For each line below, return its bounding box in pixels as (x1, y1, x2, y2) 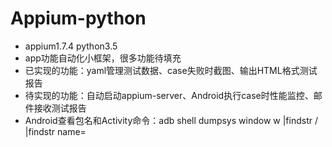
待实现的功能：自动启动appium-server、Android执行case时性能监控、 (24, 89, 314, 101)
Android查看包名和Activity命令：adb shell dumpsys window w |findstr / (24, 114, 318, 126)
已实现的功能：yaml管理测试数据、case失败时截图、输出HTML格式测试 (24, 64, 318, 76)
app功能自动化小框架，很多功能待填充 (24, 52, 182, 64)
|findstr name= (24, 125, 87, 137)
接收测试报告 (33, 102, 87, 114)
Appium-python (10, 7, 147, 30)
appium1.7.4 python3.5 (24, 40, 118, 52)
